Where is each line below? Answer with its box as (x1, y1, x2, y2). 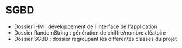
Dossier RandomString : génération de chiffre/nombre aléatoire (13, 29, 166, 36)
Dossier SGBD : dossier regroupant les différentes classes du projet (13, 35, 177, 42)
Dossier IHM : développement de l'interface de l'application (13, 23, 157, 30)
